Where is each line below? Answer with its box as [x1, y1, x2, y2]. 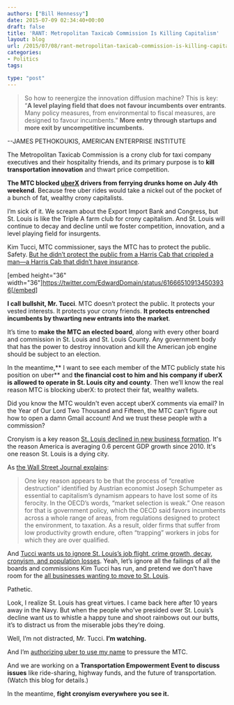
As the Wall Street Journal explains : [7, 463, 109, 471]
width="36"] [7, 278, 43, 286]
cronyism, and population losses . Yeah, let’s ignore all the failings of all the [7, 557, 221, 565]
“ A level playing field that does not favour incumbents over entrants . [24, 101, 226, 109]
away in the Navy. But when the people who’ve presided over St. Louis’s [7, 605, 214, 614]
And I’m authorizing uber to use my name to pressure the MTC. [7, 647, 188, 656]
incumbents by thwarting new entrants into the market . [7, 314, 171, 323]
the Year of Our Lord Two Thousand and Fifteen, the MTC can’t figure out [7, 406, 218, 415]
